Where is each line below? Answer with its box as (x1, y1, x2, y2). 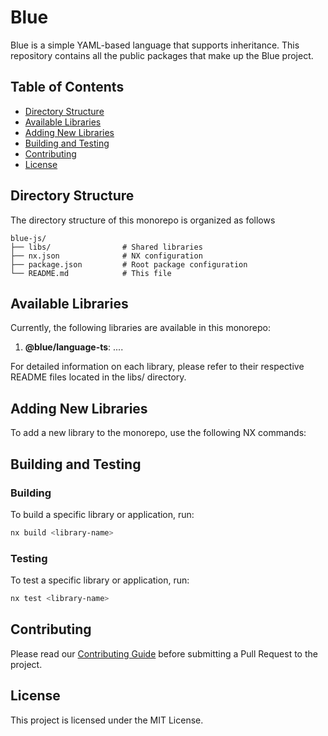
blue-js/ (10, 233, 47, 243)
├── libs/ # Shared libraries (10, 242, 203, 252)
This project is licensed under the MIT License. (10, 714, 204, 726)
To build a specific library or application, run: (10, 508, 195, 520)
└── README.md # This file (10, 268, 172, 278)
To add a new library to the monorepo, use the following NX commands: (10, 427, 307, 439)
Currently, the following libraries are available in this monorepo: (10, 322, 271, 334)
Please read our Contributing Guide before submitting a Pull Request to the (10, 647, 318, 660)
